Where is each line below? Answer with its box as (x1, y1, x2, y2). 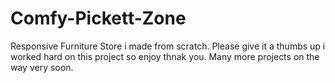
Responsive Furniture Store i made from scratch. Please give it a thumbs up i (10, 40, 326, 52)
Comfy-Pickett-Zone (10, 7, 187, 30)
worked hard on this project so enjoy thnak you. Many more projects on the (10, 50, 320, 62)
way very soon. (10, 61, 74, 73)
